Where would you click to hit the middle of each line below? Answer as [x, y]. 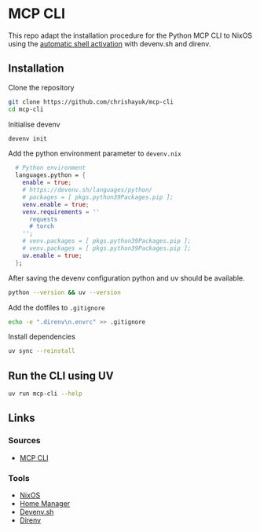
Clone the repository [41, 87]
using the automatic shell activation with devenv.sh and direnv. [110, 43]
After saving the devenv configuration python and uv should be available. [126, 278]
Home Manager [45, 503]
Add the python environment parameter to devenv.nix [95, 153]
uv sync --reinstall [42, 351]
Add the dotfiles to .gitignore [57, 307]
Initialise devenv [34, 124]
